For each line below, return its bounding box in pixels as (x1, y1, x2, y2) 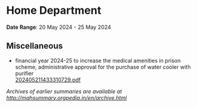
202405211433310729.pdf (15, 76, 81, 83)
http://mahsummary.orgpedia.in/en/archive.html (6, 94, 127, 101)
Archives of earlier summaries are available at (6, 88, 122, 95)
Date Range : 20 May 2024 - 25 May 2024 (6, 23, 112, 31)
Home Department (6, 4, 102, 17)
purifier (15, 70, 34, 77)
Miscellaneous (6, 41, 63, 51)
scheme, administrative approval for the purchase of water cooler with (15, 63, 191, 70)
